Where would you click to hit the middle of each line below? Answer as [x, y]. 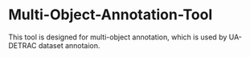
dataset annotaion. [69, 45]
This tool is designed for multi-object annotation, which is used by [118, 37]
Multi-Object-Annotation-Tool [111, 15]
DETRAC [23, 45]
